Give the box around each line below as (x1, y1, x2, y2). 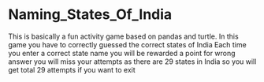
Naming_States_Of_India (8, 6, 173, 24)
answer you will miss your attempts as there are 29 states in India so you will (8, 57, 257, 66)
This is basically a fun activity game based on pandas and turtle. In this (8, 32, 239, 41)
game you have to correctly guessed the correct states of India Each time (8, 39, 247, 49)
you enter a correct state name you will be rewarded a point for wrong (8, 48, 236, 58)
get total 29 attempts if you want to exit (8, 65, 136, 74)
